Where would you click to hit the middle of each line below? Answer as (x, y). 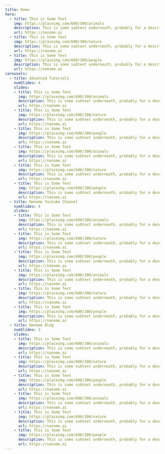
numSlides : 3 (27, 330)
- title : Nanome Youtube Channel (44, 202)
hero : (11, 14)
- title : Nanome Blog (32, 325)
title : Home (17, 10)
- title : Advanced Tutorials (39, 78)
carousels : (16, 74)
